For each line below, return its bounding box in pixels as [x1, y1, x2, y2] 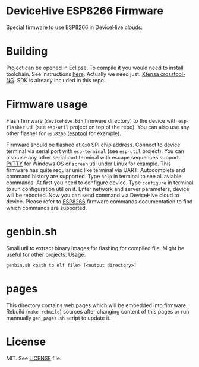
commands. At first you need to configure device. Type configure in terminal [6, 179, 194, 186]
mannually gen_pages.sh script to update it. [6, 314, 111, 321]
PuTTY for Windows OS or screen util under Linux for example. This [6, 160, 171, 167]
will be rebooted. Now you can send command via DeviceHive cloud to [6, 192, 179, 199]
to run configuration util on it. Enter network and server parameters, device [6, 185, 189, 192]
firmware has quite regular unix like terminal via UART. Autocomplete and [6, 166, 185, 173]
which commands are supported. [6, 204, 87, 211]
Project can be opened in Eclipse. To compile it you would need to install [6, 64, 184, 71]
